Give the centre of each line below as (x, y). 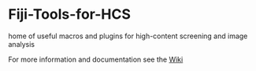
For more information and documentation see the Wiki (96, 59)
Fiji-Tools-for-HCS (70, 14)
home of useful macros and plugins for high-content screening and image (128, 36)
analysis (22, 44)
